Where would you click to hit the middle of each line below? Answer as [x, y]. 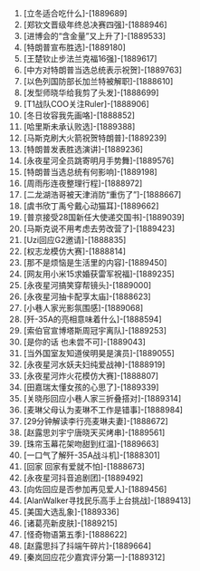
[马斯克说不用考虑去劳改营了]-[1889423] [99, 228]
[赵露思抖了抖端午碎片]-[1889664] [87, 546]
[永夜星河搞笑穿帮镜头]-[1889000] [87, 285]
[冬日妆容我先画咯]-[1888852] [79, 115]
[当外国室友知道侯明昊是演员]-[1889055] [99, 353]
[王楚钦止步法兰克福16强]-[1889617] [90, 58]
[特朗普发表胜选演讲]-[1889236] [83, 149]
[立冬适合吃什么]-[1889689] [75, 13]
